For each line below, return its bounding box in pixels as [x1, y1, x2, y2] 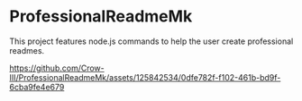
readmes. [9, 45, 45, 55]
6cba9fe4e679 [9, 81, 65, 92]
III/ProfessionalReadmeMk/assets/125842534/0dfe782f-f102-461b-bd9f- [9, 72, 281, 82]
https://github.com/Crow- [9, 63, 105, 73]
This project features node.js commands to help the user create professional [9, 36, 294, 46]
